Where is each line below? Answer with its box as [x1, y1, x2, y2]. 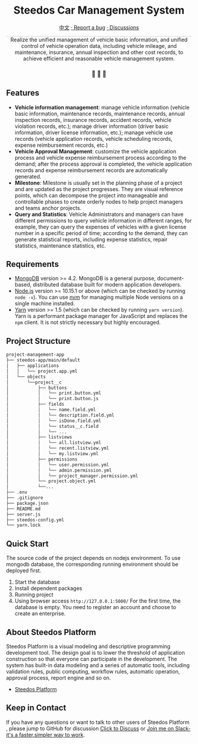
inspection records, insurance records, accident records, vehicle [14, 116, 172, 123]
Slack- [175, 724, 191, 732]
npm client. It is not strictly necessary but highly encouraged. [14, 319, 161, 326]
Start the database [14, 578, 60, 586]
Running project [14, 591, 54, 598]
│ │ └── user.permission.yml [6, 462, 110, 468]
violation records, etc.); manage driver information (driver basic [14, 123, 169, 130]
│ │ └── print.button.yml [6, 390, 101, 397]
